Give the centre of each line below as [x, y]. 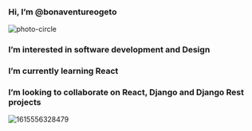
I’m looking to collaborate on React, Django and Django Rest [126, 92]
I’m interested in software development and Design [109, 50]
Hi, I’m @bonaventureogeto [63, 12]
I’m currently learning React [63, 71]
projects [25, 102]
